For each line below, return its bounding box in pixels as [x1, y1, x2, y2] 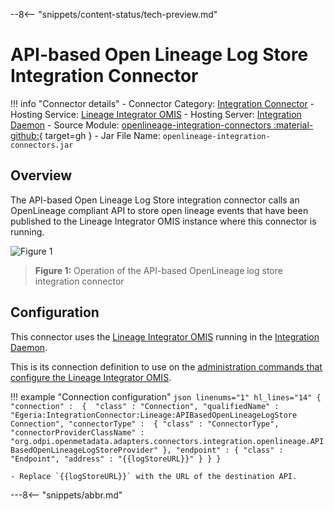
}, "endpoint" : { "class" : [162, 445, 284, 455]
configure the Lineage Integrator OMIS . [10, 371, 172, 383]
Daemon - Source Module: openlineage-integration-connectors [10, 119, 272, 131]
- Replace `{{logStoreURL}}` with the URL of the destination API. [10, 471, 298, 481]
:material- [273, 119, 314, 131]
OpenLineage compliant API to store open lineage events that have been [10, 204, 309, 216]
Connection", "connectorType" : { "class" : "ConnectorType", [10, 419, 280, 429]
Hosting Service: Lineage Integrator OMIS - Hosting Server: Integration [10, 108, 302, 120]
